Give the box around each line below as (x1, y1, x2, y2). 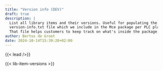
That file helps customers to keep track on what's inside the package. (9, 29, 160, 34)
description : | (5, 16, 36, 21)
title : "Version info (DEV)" (5, 7, 64, 12)
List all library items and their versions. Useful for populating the (9, 20, 158, 25)
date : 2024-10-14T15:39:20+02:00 (5, 38, 73, 43)
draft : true (5, 12, 29, 16)
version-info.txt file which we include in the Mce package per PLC (9, 25, 151, 30)
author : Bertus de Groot (5, 34, 55, 39)
